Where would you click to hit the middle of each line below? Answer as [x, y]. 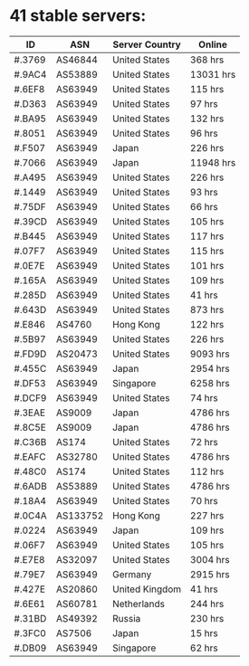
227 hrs [207, 515]
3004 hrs [210, 559]
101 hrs [207, 265]
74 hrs [204, 397]
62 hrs [204, 648]
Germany [132, 574]
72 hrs [204, 442]
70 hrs [204, 500]
